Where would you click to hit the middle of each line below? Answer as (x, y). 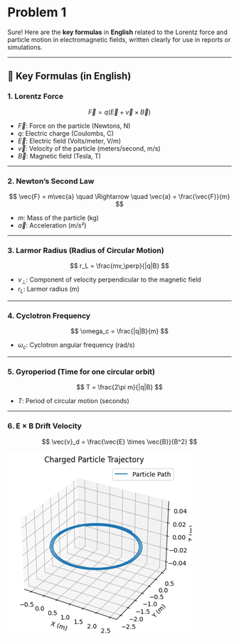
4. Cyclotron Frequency (49, 316)
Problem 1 (37, 12)
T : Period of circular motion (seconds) (73, 401)
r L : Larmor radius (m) (48, 290)
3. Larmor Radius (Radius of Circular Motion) (86, 250)
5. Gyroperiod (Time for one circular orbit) (81, 372)
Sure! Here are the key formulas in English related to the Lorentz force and (117, 32)
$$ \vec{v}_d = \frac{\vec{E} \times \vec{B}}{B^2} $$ (119, 441)
